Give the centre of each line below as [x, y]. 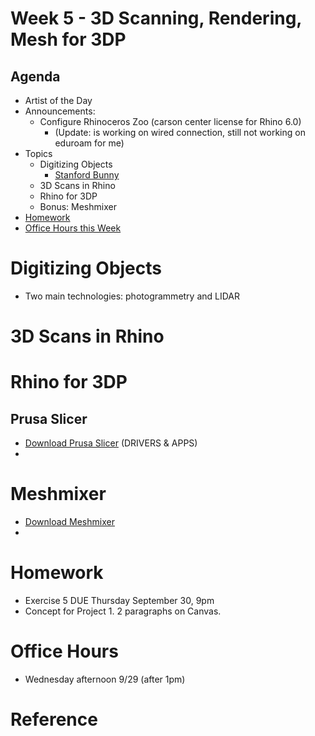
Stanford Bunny [87, 175]
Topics [38, 153]
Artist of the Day [58, 100]
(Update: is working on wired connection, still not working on [180, 132]
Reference [54, 719]
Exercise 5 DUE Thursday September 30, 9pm [119, 600]
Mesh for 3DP [68, 39]
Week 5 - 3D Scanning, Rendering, [156, 18]
